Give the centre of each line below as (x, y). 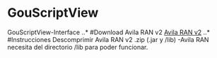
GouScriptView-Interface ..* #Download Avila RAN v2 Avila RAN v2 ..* (109, 32)
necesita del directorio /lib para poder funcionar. (78, 47)
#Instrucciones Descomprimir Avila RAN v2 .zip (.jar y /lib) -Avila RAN (108, 39)
